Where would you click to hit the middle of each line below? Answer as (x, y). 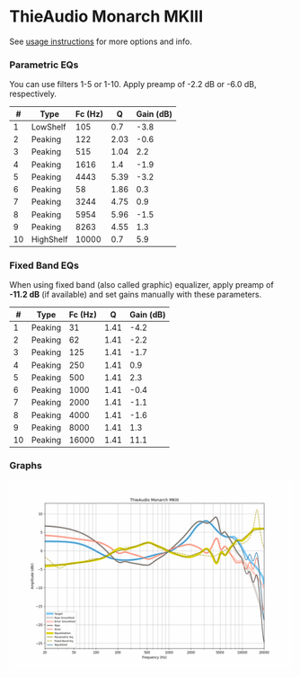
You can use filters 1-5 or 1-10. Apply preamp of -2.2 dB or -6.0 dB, (133, 85)
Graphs (26, 466)
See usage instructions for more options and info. (101, 41)
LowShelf (49, 127)
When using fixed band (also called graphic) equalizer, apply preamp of (141, 285)
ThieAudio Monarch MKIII (106, 17)
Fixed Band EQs (44, 265)
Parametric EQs (44, 65)
